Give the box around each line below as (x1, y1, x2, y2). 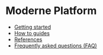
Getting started (14, 23, 51, 30)
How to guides (14, 29, 50, 36)
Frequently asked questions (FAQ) (14, 42, 97, 49)
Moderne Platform (5, 4, 97, 18)
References (14, 36, 43, 43)
